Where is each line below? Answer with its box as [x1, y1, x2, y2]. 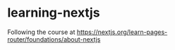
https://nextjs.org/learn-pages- [76, 28, 168, 36]
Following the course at [7, 28, 76, 36]
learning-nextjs [7, 5, 100, 21]
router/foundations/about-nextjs [7, 35, 101, 43]
